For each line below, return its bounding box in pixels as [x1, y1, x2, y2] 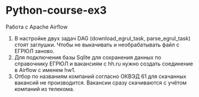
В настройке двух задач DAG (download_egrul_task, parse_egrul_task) [14, 35, 191, 42]
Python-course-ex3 [5, 4, 107, 17]
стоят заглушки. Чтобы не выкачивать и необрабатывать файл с [14, 41, 180, 48]
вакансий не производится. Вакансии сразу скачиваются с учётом [14, 79, 187, 86]
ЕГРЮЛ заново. [14, 47, 55, 54]
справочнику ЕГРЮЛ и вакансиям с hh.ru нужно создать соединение [14, 60, 193, 67]
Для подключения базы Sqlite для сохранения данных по [14, 54, 161, 61]
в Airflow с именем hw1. [14, 66, 76, 73]
